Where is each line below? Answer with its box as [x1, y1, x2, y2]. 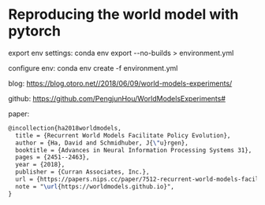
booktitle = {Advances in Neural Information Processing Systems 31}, [15, 146, 252, 154]
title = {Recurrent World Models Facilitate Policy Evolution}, [15, 131, 231, 139]
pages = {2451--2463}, [15, 153, 90, 162]
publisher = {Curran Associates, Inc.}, [15, 168, 150, 176]
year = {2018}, [15, 161, 65, 169]
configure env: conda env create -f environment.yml [8, 63, 178, 72]
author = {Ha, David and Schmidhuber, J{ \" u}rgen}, [15, 139, 189, 147]
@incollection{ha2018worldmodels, [8, 124, 122, 132]
